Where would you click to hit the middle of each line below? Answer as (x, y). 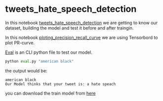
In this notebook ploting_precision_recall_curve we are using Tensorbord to (81, 37)
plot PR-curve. (20, 42)
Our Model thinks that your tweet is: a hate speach (61, 84)
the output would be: (26, 70)
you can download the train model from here (50, 93)
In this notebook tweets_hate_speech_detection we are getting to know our (81, 23)
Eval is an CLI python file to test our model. (49, 52)
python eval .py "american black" (40, 61)
